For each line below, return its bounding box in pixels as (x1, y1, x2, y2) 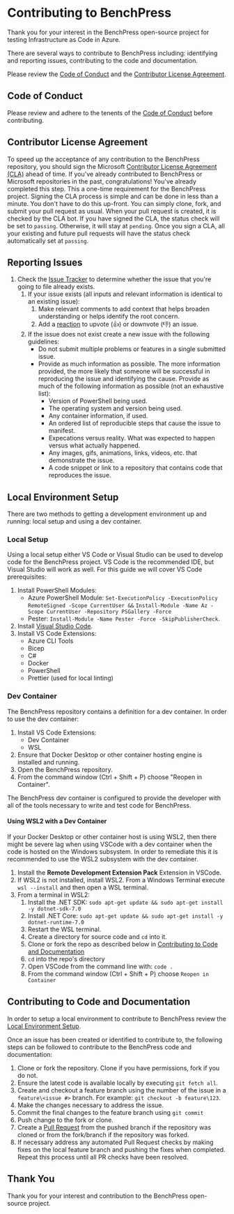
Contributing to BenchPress (7, 5, 172, 21)
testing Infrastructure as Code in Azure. (7, 35, 120, 43)
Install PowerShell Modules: (17, 586, 97, 595)
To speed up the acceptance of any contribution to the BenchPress (7, 155, 200, 163)
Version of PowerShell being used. (48, 397, 148, 406)
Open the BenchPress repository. (17, 765, 113, 773)
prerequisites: (7, 572, 47, 581)
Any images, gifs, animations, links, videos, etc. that (48, 449, 197, 457)
